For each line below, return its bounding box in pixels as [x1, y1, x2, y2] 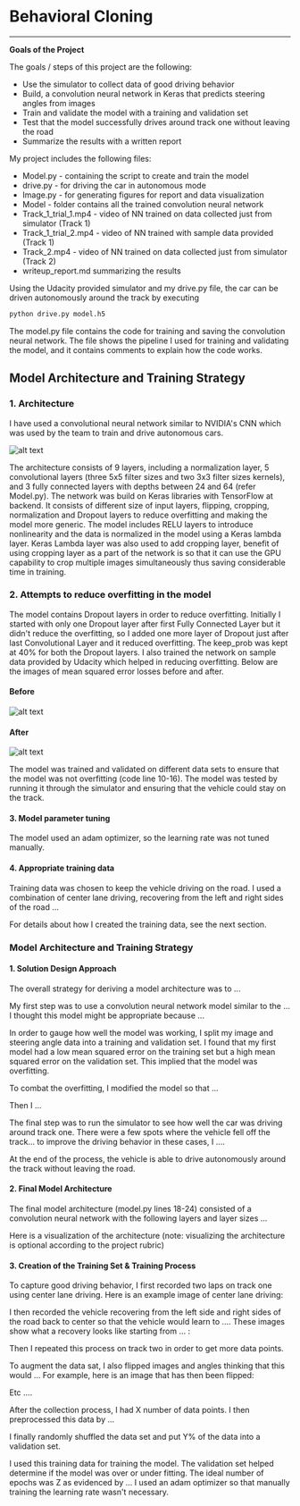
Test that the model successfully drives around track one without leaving [21, 116, 290, 127]
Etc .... [9, 1387, 33, 1398]
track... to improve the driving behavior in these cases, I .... [9, 1136, 226, 1147]
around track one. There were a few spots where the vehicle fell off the [9, 1126, 271, 1137]
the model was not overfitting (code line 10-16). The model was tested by [9, 773, 279, 784]
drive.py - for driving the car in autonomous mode [21, 180, 207, 190]
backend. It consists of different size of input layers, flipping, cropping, [9, 500, 270, 510]
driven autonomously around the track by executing [9, 292, 199, 303]
